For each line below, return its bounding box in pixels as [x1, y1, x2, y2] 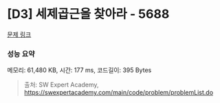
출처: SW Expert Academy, [23, 80, 99, 89]
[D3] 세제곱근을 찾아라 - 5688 [7, 6, 170, 22]
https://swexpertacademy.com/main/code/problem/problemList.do [23, 89, 214, 97]
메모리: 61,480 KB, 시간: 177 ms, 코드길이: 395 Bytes [7, 66, 152, 74]
